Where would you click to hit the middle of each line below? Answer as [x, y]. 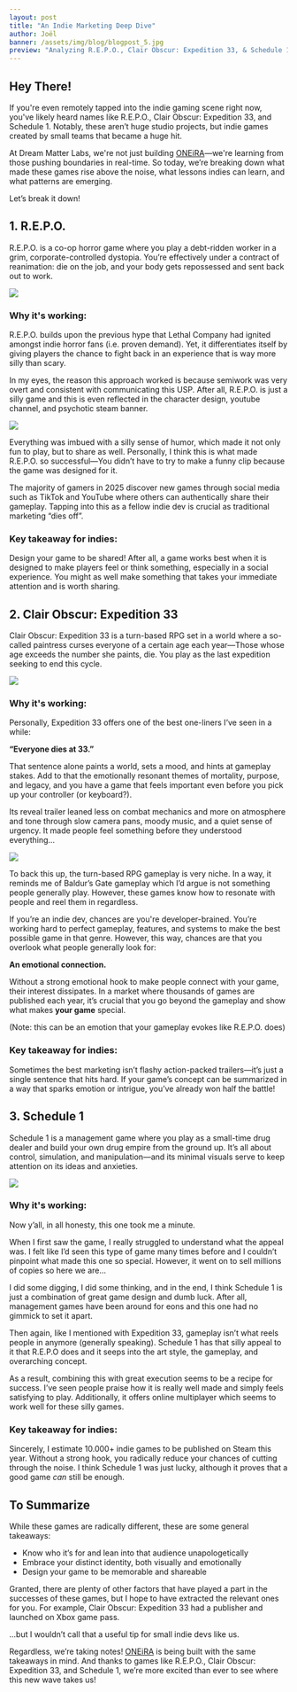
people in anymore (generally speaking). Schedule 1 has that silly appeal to [145, 1342]
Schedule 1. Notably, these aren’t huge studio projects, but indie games [139, 126]
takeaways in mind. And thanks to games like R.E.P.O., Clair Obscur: [133, 1661]
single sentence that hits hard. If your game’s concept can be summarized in [148, 1079]
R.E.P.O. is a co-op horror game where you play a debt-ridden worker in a [143, 247]
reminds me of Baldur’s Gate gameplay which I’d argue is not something [140, 884]
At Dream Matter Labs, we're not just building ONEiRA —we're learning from [147, 152]
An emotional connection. [58, 965]
